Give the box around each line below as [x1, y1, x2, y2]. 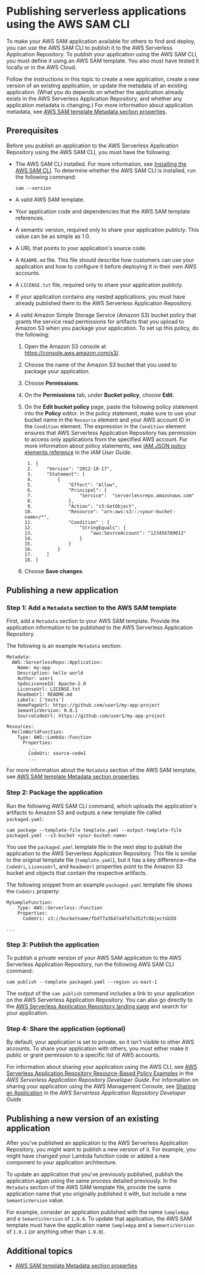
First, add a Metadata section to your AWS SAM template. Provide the [6, 617, 180, 625]
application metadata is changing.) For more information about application [6, 101, 193, 108]
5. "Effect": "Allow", [27, 481, 118, 488]
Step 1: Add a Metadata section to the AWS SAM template [6, 604, 177, 612]
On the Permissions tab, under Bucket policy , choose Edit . [24, 391, 174, 398]
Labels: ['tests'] [17, 697, 64, 703]
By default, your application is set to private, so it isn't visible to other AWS [6, 1038, 195, 1046]
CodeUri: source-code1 [28, 751, 86, 757]
